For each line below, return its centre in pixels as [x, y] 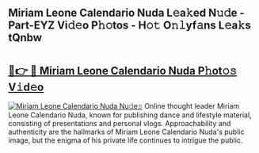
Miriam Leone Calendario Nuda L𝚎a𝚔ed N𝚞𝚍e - [127, 13]
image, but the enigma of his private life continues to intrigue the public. [126, 140]
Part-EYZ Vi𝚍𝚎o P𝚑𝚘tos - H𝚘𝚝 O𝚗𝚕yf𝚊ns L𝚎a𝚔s [130, 26]
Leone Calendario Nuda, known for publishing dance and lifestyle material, [130, 115]
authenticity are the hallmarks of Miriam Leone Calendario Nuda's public [126, 132]
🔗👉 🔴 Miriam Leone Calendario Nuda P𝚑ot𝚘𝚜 [123, 71]
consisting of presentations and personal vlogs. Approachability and [120, 123]
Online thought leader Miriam [192, 106]
